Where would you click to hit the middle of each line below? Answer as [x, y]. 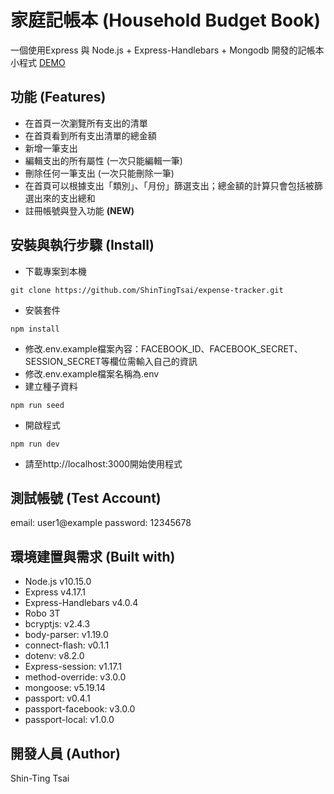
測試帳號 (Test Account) [86, 497]
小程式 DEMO [38, 62]
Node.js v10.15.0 [58, 582]
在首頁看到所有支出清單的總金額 [90, 135]
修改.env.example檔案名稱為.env [92, 373]
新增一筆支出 [51, 148]
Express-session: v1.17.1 [73, 667]
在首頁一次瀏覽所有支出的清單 [86, 123]
